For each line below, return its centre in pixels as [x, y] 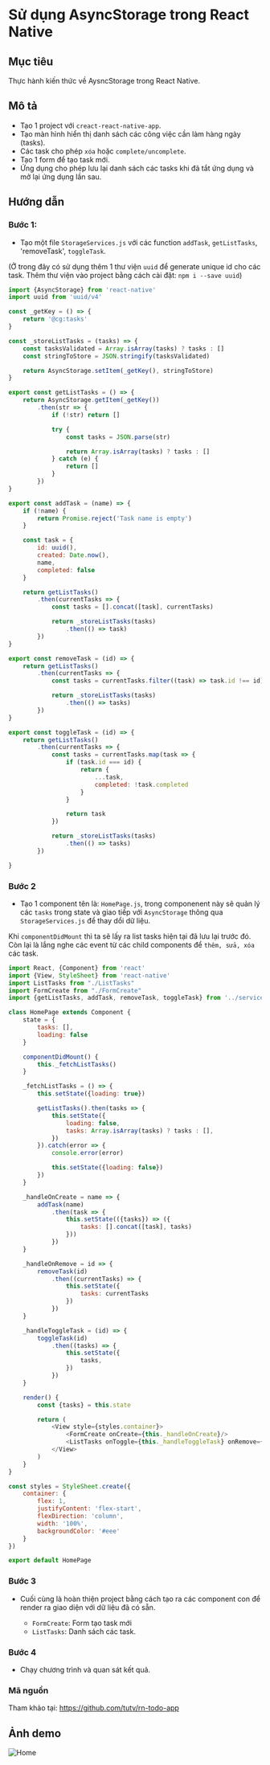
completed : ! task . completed [141, 784]
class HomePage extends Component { [70, 1013]
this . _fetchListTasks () [77, 1064]
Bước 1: [23, 225]
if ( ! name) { [45, 511]
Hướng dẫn [37, 202]
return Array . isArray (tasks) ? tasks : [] [138, 452]
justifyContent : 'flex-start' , [90, 1509]
